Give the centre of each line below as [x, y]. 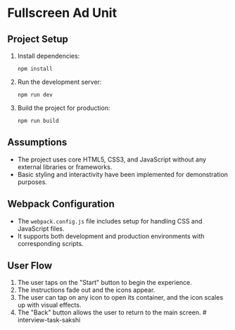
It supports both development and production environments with [111, 236]
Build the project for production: [64, 108]
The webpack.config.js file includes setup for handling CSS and [110, 221]
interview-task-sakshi [49, 320]
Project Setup [38, 39]
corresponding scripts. [50, 243]
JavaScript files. [41, 228]
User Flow [30, 266]
